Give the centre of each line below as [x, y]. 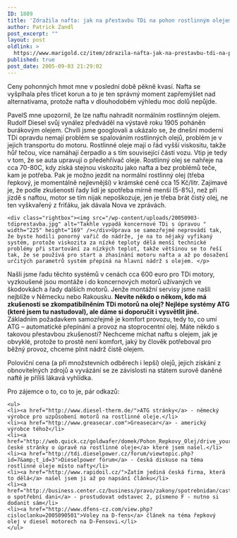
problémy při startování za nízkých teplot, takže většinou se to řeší [115, 249]
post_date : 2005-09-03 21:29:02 [55, 66]
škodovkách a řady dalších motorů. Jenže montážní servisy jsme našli [109, 289]
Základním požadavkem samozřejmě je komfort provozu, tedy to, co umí [112, 319]
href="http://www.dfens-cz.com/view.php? [91, 509]
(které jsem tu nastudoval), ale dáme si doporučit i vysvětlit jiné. [103, 312]
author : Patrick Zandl [41, 27]
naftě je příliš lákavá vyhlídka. [50, 377]
